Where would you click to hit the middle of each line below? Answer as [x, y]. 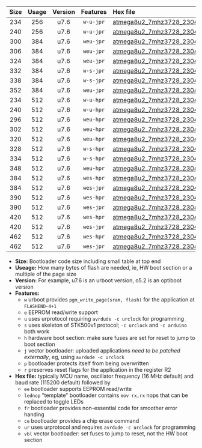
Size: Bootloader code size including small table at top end [88, 261]
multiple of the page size [46, 274]
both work [37, 331]
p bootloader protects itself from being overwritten [86, 363]
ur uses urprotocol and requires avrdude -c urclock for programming [110, 427]
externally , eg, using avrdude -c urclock [74, 357]
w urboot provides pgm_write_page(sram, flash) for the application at [109, 299]
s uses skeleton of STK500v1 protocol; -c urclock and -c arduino [106, 325]
